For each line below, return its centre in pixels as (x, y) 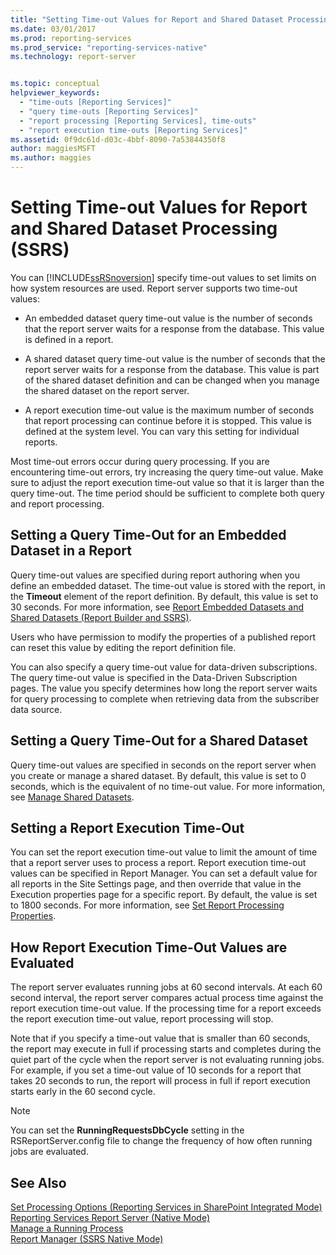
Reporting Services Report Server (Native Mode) (110, 1217)
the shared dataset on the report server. (107, 390)
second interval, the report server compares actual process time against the (167, 998)
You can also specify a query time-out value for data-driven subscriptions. (164, 667)
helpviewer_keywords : (55, 93)
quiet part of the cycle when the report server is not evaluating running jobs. (167, 1060)
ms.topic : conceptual (55, 84)
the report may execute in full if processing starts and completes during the (166, 1049)
